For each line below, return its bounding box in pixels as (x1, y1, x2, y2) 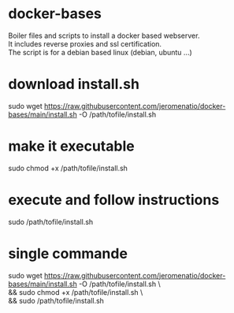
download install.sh (8, 76, 140, 93)
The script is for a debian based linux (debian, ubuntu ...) (8, 47, 193, 57)
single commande (8, 244, 128, 263)
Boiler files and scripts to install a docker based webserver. (8, 31, 200, 40)
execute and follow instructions (8, 191, 220, 209)
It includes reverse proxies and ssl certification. (8, 39, 162, 48)
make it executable (8, 137, 136, 155)
